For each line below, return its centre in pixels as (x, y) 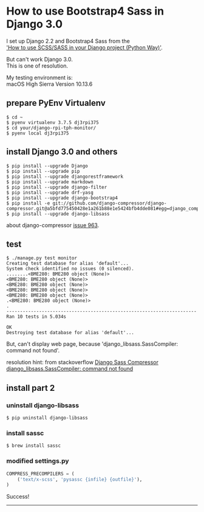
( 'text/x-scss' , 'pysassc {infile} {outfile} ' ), (80, 479)
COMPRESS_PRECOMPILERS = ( (40, 474)
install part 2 (31, 388)
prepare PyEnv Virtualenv (56, 103)
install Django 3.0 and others (62, 152)
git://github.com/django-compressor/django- (110, 203)
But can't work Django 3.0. (39, 59)
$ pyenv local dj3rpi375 (38, 133)
